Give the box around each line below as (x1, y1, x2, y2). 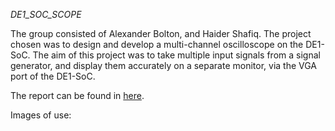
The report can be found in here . (10, 90, 145, 101)
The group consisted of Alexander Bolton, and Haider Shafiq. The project (10, 28, 312, 39)
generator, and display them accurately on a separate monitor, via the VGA (10, 60, 318, 71)
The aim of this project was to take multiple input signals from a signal (32, 49, 321, 61)
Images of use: (10, 109, 72, 121)
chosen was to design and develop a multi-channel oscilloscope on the (10, 39, 304, 50)
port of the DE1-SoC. (10, 70, 96, 82)
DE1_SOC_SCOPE (10, 9, 82, 20)
